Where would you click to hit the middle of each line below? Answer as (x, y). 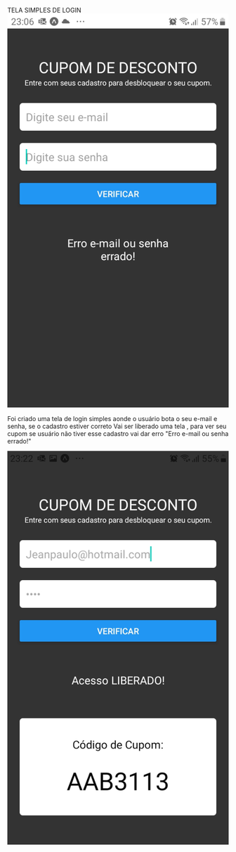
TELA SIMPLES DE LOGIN (44, 10)
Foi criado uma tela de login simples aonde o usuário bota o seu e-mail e (112, 419)
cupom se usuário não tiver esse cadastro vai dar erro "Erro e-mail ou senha (118, 434)
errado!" (19, 441)
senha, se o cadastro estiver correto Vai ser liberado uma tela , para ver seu (117, 426)
